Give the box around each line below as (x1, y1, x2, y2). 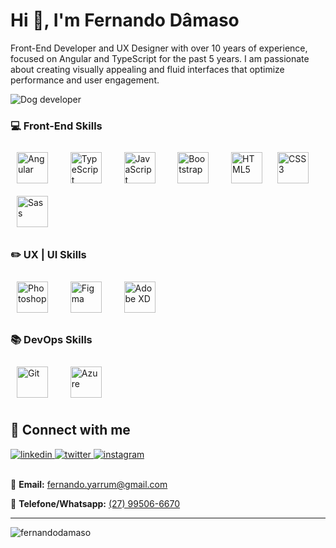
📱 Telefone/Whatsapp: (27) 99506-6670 (10, 497, 181, 509)
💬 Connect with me (10, 422, 131, 439)
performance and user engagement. (10, 74, 160, 86)
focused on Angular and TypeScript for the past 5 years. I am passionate (10, 52, 310, 64)
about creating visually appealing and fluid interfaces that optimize (10, 63, 285, 75)
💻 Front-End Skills (10, 119, 103, 133)
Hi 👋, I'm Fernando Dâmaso (10, 9, 240, 32)
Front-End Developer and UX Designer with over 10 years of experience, (10, 42, 308, 54)
